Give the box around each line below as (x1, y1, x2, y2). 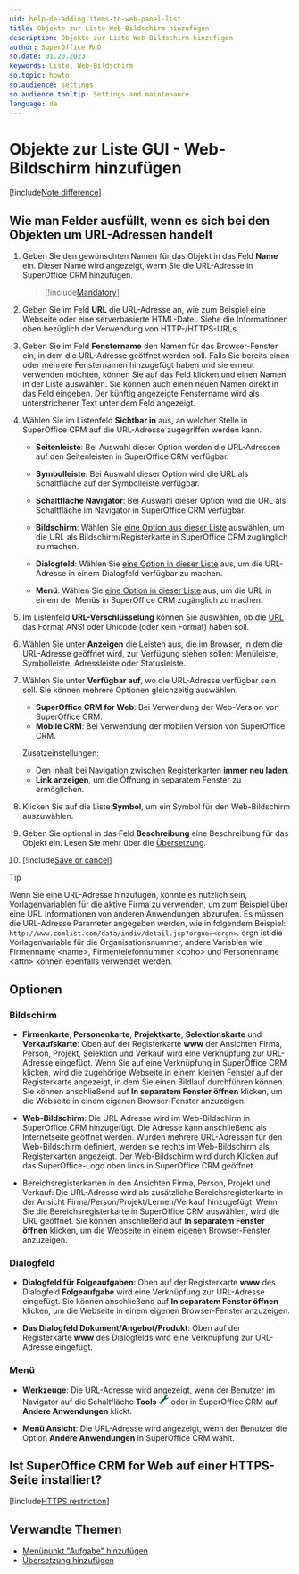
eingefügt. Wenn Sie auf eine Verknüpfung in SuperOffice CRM (54, 1057, 287, 1067)
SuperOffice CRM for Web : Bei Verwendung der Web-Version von (35, 702, 279, 713)
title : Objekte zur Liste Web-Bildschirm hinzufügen (9, 23, 210, 33)
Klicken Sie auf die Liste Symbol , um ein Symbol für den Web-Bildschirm (21, 801, 291, 812)
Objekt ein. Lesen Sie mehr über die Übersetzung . (21, 838, 207, 849)
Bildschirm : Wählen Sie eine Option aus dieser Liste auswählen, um (35, 523, 285, 533)
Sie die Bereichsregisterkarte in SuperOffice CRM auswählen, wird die (21, 1206, 280, 1217)
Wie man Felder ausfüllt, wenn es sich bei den (9, 213, 270, 228)
